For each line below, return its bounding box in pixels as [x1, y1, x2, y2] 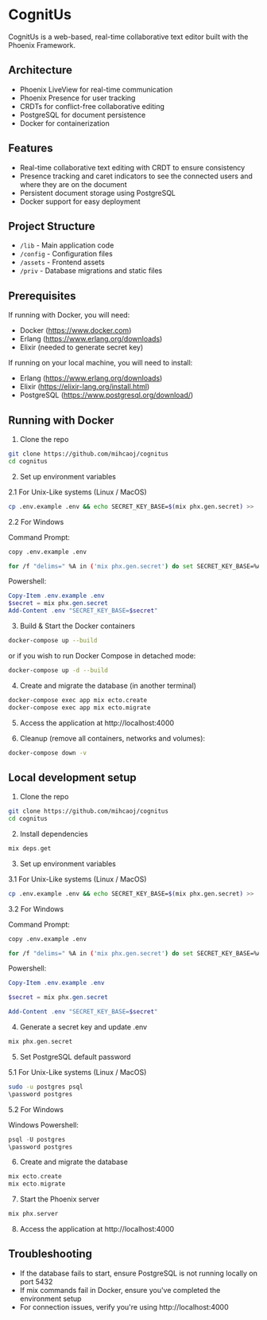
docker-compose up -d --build [8, 666, 109, 674]
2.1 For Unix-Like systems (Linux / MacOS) [8, 487, 147, 497]
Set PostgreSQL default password [19, 1052, 131, 1061]
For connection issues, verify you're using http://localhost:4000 [19, 1302, 229, 1311]
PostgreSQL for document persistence [19, 110, 146, 119]
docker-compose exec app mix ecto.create [8, 696, 148, 704]
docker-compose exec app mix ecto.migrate [8, 703, 151, 712]
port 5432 [19, 1276, 53, 1287]
